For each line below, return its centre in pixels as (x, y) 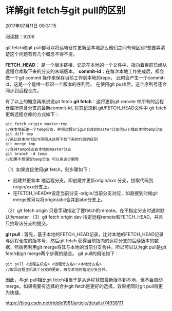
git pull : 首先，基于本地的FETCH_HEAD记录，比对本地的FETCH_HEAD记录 (84, 234)
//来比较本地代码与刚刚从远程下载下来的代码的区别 (52, 139)
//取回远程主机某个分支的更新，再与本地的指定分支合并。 (57, 269)
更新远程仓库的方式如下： (32, 114)
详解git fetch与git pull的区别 (65, 11)
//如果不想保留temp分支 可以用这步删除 (42, 159)
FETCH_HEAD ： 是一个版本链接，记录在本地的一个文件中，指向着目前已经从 (86, 65)
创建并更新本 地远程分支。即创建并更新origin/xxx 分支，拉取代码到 (83, 180)
